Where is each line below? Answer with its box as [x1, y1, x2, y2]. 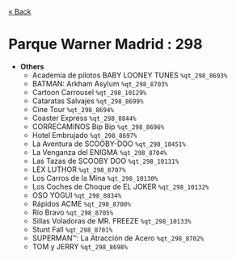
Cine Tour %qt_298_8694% [32, 104, 115, 114]
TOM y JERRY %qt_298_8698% [32, 241, 128, 251]
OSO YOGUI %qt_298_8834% [32, 190, 122, 200]
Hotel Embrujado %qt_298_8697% [32, 130, 137, 140]
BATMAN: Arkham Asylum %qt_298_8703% [32, 78, 169, 88]
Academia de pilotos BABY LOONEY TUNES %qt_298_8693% [32, 70, 228, 80]
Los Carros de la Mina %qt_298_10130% [32, 173, 158, 182]
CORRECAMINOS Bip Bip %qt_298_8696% [32, 121, 165, 132]
